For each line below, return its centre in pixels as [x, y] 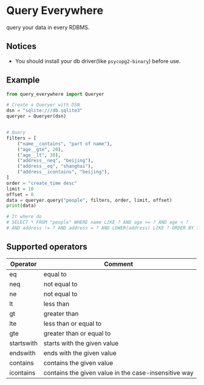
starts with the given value [81, 343]
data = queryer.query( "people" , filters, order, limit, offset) [89, 200]
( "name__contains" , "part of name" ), [65, 144]
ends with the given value [80, 353]
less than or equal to [73, 323]
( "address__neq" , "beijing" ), [56, 161]
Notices [21, 46]
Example [23, 80]
